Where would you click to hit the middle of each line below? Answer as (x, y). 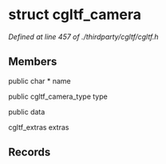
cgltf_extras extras (39, 127)
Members (33, 62)
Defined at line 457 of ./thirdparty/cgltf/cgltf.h (83, 37)
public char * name (40, 80)
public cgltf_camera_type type (58, 96)
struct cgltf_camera (75, 15)
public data (27, 111)
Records (30, 152)
